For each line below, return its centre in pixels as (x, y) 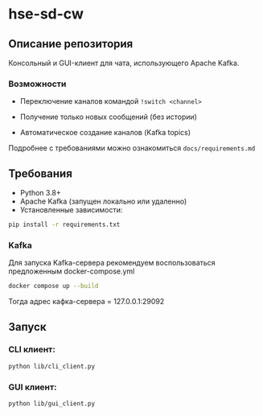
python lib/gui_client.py (51, 404)
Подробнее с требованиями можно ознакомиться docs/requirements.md (132, 148)
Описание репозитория (71, 44)
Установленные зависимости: (71, 210)
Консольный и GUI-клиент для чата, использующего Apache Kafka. (124, 63)
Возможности (37, 84)
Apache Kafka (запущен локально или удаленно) (103, 201)
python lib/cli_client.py (51, 366)
